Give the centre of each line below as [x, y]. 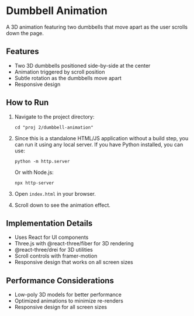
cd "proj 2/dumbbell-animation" [54, 127]
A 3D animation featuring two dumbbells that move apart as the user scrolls [97, 27]
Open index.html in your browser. [55, 193]
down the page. [25, 33]
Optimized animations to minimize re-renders [69, 301]
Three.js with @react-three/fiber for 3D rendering [74, 244]
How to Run [27, 103]
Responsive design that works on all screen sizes [74, 262]
